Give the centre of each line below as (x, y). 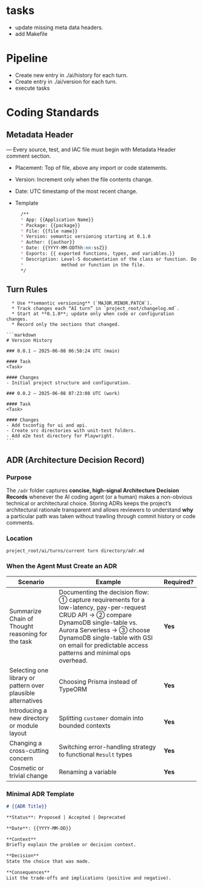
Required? (179, 582)
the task (21, 641)
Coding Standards (53, 113)
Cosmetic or (27, 768)
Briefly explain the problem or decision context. (71, 845)
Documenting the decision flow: (104, 592)
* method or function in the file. (83, 265)
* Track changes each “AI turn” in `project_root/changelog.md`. (96, 309)
